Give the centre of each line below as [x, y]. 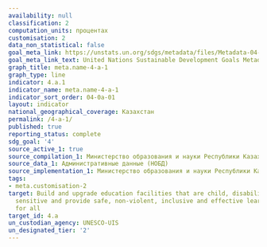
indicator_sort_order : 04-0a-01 [62, 97]
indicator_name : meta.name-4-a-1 [64, 90]
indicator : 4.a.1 [37, 82]
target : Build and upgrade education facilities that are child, [118, 193]
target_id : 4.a [33, 216]
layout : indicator [39, 104]
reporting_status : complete [55, 134]
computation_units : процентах [58, 30]
